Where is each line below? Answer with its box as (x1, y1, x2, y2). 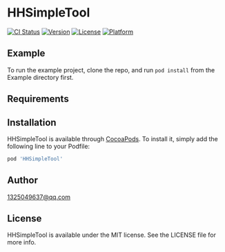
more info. (7, 238, 37, 246)
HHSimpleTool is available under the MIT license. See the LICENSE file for (7, 231, 216, 239)
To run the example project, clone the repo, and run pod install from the (7, 65, 215, 74)
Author (7, 174, 38, 187)
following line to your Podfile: (7, 142, 90, 150)
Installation (7, 116, 57, 128)
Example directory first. (7, 73, 74, 81)
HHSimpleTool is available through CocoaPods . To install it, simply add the (7, 134, 219, 143)
